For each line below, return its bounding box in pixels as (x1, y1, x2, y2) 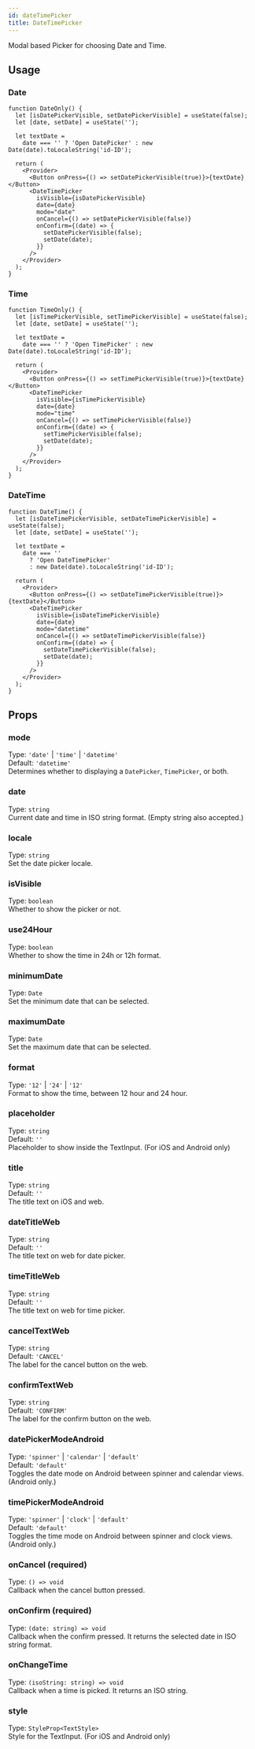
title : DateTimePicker (8, 19, 83, 27)
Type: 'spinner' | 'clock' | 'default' (8, 1514, 129, 1524)
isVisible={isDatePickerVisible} (36, 195, 146, 202)
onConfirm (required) (8, 1605, 92, 1616)
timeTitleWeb (8, 1271, 61, 1282)
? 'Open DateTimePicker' (28, 556, 111, 564)
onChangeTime (8, 1659, 68, 1670)
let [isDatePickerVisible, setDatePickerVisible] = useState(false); (15, 112, 248, 120)
